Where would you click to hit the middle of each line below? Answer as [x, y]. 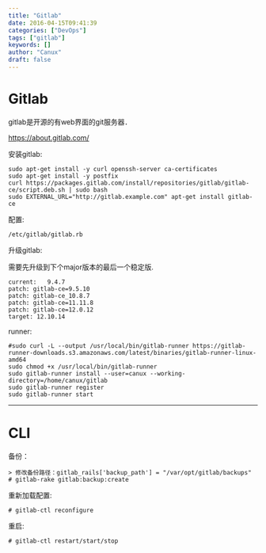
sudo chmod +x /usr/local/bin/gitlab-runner [83, 366]
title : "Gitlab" [35, 15]
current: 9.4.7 [37, 282]
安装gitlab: [25, 154]
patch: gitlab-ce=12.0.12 [51, 310]
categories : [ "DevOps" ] [47, 30]
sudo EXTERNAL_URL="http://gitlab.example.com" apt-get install [116, 196]
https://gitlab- [219, 345]
